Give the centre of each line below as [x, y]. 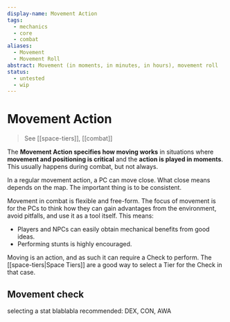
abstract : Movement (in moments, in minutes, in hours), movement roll [113, 65]
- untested [29, 78]
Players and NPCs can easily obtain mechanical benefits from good [113, 230]
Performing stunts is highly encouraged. [74, 244]
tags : [15, 20]
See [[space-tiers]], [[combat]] [68, 138]
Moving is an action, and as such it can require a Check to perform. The [109, 257]
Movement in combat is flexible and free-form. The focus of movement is [112, 201]
